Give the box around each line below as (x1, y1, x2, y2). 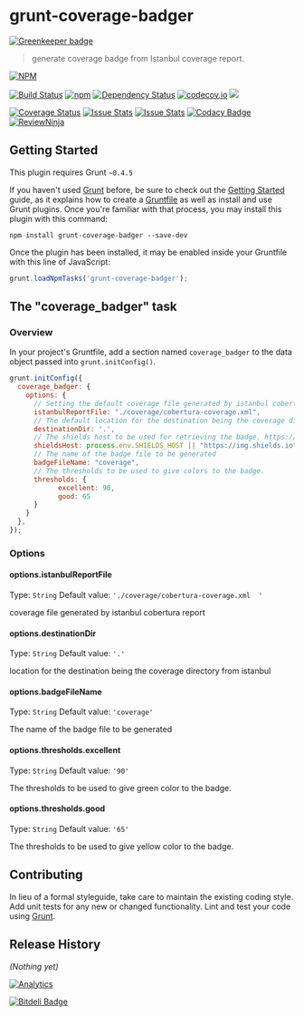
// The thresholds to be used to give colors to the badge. (33, 466, 265, 476)
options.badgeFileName (9, 686, 102, 697)
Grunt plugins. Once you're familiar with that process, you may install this (9, 203, 282, 214)
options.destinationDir (9, 627, 97, 639)
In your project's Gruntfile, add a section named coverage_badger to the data (9, 346, 292, 358)
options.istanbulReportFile (9, 569, 113, 580)
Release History (9, 937, 101, 953)
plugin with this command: (9, 213, 109, 224)
